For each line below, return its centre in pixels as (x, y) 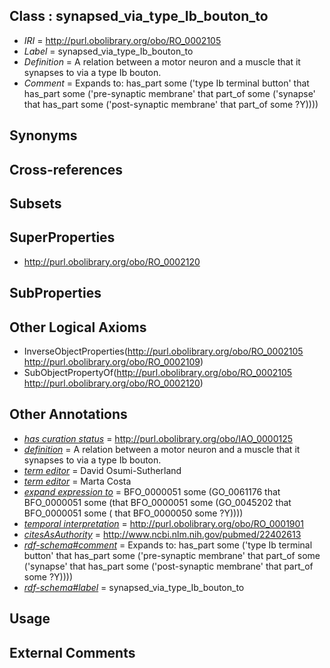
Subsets (35, 203)
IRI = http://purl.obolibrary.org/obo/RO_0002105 (122, 40)
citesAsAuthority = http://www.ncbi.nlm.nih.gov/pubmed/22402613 (162, 534)
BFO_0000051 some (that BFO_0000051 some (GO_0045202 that (157, 502)
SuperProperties (62, 237)
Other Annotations (68, 414)
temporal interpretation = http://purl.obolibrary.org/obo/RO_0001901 (164, 523)
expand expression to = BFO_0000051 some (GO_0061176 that (152, 491)
